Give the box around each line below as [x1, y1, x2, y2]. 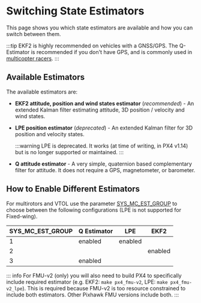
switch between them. [6, 30, 61, 37]
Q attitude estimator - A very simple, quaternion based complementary [14, 160, 192, 167]
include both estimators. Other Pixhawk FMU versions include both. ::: [6, 291, 179, 298]
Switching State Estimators [6, 4, 145, 18]
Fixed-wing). [6, 212, 38, 220]
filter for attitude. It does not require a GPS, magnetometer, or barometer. [14, 166, 196, 173]
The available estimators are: [6, 88, 78, 95]
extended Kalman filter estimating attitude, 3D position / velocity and [14, 106, 185, 113]
